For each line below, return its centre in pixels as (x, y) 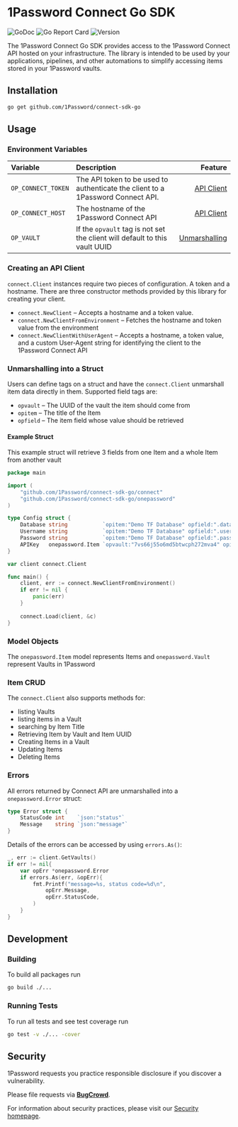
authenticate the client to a (120, 189)
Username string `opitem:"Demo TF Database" (103, 532)
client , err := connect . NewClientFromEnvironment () (98, 583)
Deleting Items (39, 757)
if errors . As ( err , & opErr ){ (61, 877)
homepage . (24, 1116)
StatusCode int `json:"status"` (73, 818)
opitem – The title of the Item (59, 413)
